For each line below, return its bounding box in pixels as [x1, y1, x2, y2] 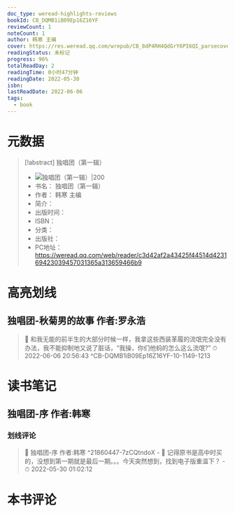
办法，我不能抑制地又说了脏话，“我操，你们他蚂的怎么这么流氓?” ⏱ [24, 344, 218, 352]
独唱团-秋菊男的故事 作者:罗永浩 [7, 315, 145, 327]
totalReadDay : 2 [7, 62, 55, 69]
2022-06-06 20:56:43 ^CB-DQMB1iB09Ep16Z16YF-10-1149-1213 [24, 351, 211, 360]
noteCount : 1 [7, 29, 45, 37]
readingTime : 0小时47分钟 [7, 69, 79, 76]
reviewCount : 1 [7, 23, 52, 30]
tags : [7, 95, 23, 102]
